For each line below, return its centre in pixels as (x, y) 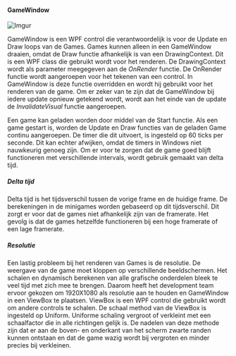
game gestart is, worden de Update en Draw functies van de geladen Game (117, 128)
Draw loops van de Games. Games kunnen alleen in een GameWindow (110, 47)
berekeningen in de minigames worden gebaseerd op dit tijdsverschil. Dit (113, 207)
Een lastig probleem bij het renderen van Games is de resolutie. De (104, 263)
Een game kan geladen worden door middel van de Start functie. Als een (113, 121)
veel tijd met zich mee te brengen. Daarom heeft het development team (111, 286)
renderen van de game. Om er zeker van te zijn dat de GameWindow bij (111, 92)
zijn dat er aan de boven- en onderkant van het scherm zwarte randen (109, 331)
